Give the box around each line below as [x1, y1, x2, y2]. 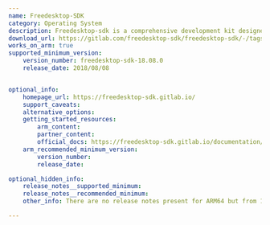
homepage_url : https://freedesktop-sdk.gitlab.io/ [22, 93, 196, 101]
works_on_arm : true [8, 42, 74, 50]
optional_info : [8, 85, 59, 93]
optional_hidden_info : [8, 174, 84, 183]
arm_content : [37, 123, 81, 131]
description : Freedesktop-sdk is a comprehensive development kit [8, 27, 235, 35]
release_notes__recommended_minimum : [22, 190, 149, 198]
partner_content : [37, 130, 95, 139]
